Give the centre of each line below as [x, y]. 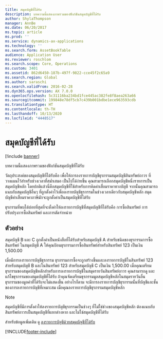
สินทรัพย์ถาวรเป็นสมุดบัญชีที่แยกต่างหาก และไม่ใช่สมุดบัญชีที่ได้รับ [57, 312]
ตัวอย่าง [14, 228]
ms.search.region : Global [31, 77]
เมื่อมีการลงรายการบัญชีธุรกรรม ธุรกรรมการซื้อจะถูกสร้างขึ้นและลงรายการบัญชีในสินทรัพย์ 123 [79, 260]
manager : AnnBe [20, 23]
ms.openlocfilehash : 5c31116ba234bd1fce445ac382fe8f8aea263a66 [71, 95]
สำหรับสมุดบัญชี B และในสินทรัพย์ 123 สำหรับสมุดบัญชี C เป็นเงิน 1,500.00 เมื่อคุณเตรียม [78, 265]
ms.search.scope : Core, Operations [41, 64]
